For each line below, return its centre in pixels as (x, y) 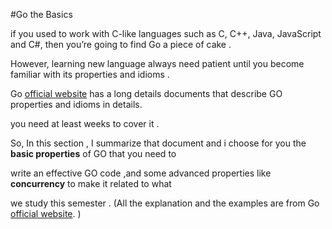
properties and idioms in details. (76, 104)
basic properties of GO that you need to (93, 153)
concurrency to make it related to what (91, 183)
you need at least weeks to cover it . (85, 123)
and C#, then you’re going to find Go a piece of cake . (121, 44)
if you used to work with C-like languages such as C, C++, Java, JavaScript (166, 33)
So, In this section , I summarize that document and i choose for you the (158, 143)
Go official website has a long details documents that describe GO (146, 93)
